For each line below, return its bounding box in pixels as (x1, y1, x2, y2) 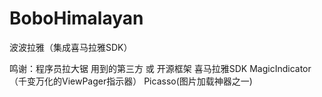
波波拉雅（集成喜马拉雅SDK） (9, 41, 133, 53)
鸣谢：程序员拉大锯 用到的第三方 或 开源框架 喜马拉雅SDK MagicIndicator (9, 62, 312, 74)
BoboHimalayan (9, 7, 144, 30)
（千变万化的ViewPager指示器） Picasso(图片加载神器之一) (9, 75, 253, 87)
